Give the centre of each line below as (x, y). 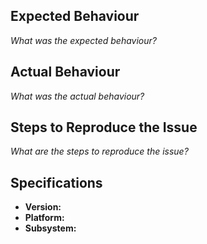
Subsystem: (50, 228)
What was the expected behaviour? (83, 40)
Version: (43, 207)
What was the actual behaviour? (77, 96)
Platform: (44, 218)
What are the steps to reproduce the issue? (99, 151)
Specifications (56, 182)
